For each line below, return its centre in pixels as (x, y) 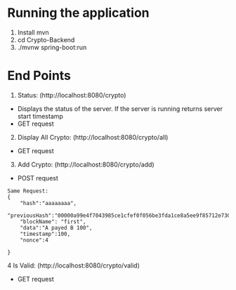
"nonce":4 (34, 240)
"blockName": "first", (53, 222)
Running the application (78, 13)
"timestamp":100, (45, 234)
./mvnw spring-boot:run (52, 47)
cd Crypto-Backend (46, 39)
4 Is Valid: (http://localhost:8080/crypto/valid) (74, 265)
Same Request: (28, 191)
